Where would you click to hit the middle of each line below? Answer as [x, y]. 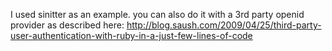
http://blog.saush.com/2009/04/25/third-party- [224, 25]
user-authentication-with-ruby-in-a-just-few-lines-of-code [131, 35]
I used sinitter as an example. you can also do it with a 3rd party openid [157, 14]
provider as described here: [67, 25]
